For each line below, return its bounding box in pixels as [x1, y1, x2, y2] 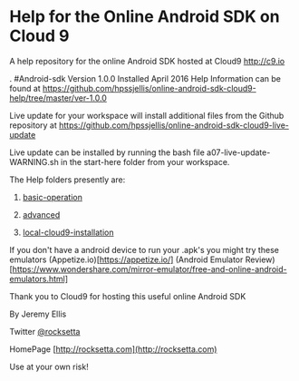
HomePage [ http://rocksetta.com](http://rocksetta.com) [9, 343, 217, 355]
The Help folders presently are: [9, 174, 126, 185]
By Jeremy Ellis [9, 308, 67, 319]
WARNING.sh [9, 156, 59, 167]
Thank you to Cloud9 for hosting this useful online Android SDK [9, 290, 246, 301]
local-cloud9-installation [22, 227, 115, 238]
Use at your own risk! [9, 361, 89, 372]
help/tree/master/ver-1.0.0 [9, 93, 107, 103]
